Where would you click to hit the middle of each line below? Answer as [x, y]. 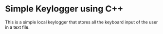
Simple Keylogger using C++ [64, 9]
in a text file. [18, 27]
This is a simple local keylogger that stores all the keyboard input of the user [81, 22]
